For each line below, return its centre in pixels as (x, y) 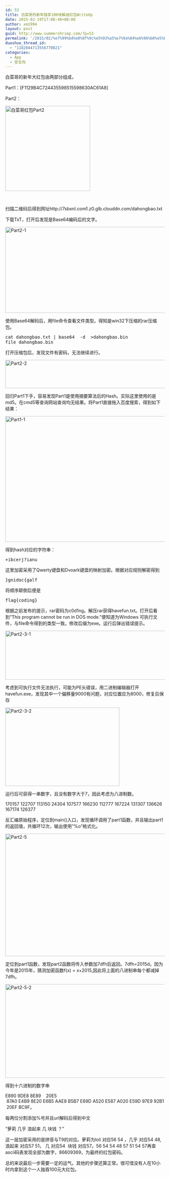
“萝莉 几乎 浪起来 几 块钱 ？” (35, 1129)
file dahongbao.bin (29, 342)
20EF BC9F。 (20, 1107)
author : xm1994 (21, 24)
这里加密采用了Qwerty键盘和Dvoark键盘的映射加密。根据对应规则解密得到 (82, 570)
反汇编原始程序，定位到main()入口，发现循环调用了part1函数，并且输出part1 (84, 820)
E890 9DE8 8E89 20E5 (31, 1096)
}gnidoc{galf (22, 580)
